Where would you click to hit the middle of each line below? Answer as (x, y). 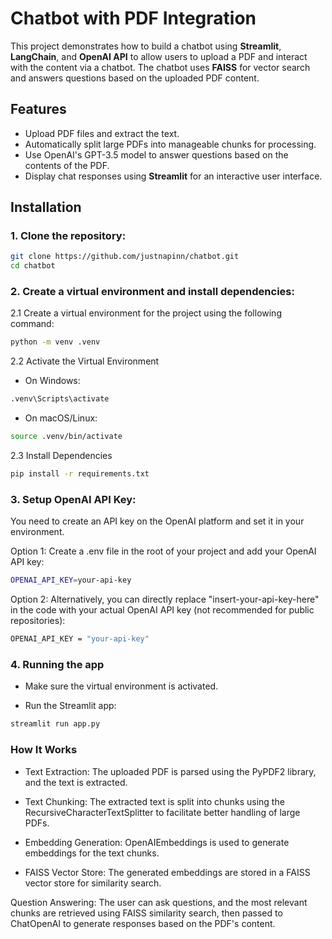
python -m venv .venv (55, 342)
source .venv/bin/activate (66, 437)
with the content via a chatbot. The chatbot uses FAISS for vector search (160, 67)
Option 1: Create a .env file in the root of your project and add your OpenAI (163, 551)
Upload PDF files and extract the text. (102, 133)
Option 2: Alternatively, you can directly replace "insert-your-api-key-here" (165, 599)
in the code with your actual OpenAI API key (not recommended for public (162, 610)
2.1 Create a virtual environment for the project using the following (146, 313)
